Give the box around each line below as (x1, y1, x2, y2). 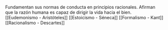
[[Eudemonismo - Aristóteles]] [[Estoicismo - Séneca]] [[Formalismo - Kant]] (5, 15, 163, 20)
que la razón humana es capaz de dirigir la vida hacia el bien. (5, 9, 132, 15)
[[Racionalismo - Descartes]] (5, 20, 65, 26)
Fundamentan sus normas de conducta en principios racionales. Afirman (5, 4, 155, 10)
